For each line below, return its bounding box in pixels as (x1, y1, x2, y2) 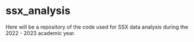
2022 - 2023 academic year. (5, 29, 75, 36)
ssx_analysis (5, 4, 71, 17)
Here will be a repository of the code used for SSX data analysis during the (5, 23, 189, 30)
